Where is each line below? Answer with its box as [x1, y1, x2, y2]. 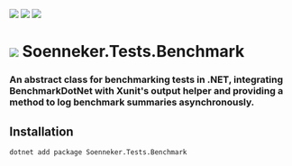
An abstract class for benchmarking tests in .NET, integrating [9, 73, 284, 86]
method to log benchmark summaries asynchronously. [9, 96, 255, 108]
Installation [9, 124, 74, 139]
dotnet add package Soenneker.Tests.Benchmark [9, 147, 187, 157]
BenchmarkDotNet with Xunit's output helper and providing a [9, 85, 284, 97]
